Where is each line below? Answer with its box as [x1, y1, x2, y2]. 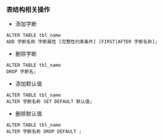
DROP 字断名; [6, 68, 36, 75]
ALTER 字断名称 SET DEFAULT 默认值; [6, 99, 93, 105]
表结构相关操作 [6, 5, 50, 13]
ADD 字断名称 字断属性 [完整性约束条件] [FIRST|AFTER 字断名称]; [6, 39, 158, 45]
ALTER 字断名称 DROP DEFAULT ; [6, 128, 82, 135]
